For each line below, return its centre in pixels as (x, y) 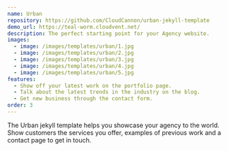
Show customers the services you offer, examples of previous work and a (114, 132)
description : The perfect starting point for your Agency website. (109, 33)
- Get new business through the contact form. (83, 99)
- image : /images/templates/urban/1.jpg (74, 46)
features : (22, 79)
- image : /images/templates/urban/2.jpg (74, 53)
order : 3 (20, 105)
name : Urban (25, 14)
